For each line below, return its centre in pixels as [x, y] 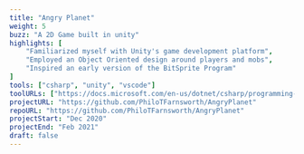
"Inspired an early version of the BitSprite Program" [131, 69]
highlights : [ [36, 43]
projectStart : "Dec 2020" [58, 119]
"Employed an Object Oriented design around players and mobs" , [149, 60]
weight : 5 [28, 26]
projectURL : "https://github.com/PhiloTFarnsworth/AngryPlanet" [133, 102]
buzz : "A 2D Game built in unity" [75, 34]
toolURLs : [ [32, 93]
